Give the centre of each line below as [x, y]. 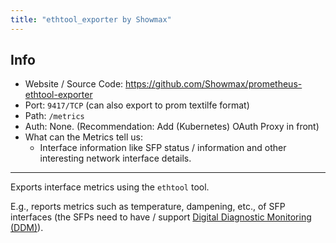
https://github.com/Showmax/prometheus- [214, 84]
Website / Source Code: [74, 84]
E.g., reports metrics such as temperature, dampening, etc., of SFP [148, 207]
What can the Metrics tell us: [83, 137]
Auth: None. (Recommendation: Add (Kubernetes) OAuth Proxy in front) [172, 127]
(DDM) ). [27, 228]
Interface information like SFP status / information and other [163, 148]
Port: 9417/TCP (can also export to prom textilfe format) [137, 105]
